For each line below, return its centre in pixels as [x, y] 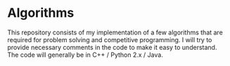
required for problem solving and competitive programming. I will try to [110, 39]
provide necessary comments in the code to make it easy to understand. [112, 47]
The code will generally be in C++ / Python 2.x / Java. [85, 55]
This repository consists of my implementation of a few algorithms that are [115, 32]
